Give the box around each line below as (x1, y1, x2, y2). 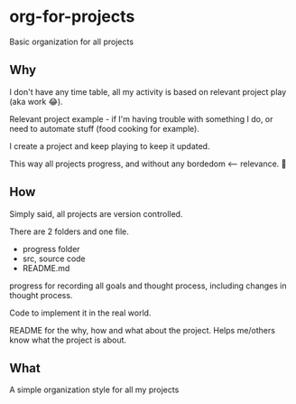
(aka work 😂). (9, 96, 63, 107)
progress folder (22, 243, 80, 254)
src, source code (22, 253, 86, 264)
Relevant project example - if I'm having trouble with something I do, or (9, 113, 273, 124)
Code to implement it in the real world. (9, 307, 152, 318)
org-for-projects (9, 6, 135, 27)
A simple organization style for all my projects (9, 384, 180, 395)
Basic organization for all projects (9, 36, 134, 47)
